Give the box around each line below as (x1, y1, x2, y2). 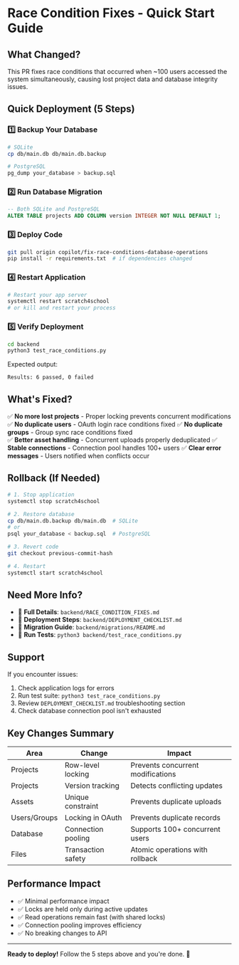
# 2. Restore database (7, 510, 75, 517)
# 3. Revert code (7, 543, 59, 551)
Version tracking (64, 781, 119, 791)
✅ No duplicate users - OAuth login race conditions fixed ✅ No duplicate (7, 420, 223, 428)
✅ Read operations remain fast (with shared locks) (17, 912, 166, 921)
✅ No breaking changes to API (17, 929, 107, 937)
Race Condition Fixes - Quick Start (7, 5, 215, 21)
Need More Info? (7, 589, 83, 601)
